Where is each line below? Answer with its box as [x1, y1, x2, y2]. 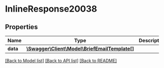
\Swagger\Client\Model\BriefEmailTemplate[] [26, 45, 134, 52]
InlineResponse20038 [5, 3, 98, 15]
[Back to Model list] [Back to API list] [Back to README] [5, 58, 117, 64]
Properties [5, 23, 38, 31]
